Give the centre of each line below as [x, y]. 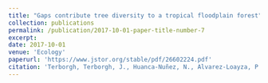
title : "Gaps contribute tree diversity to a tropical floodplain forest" [135, 15]
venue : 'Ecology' [37, 52]
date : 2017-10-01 [37, 45]
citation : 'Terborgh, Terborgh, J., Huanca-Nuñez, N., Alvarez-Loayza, [130, 67]
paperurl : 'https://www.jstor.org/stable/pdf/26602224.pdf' [110, 60]
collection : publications [51, 23]
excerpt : [23, 38]
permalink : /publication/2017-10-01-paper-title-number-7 [106, 30]
